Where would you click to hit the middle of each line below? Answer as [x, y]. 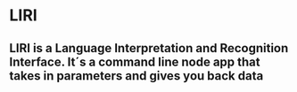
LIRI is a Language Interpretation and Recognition [149, 48]
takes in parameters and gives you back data [136, 76]
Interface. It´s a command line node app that [135, 61]
